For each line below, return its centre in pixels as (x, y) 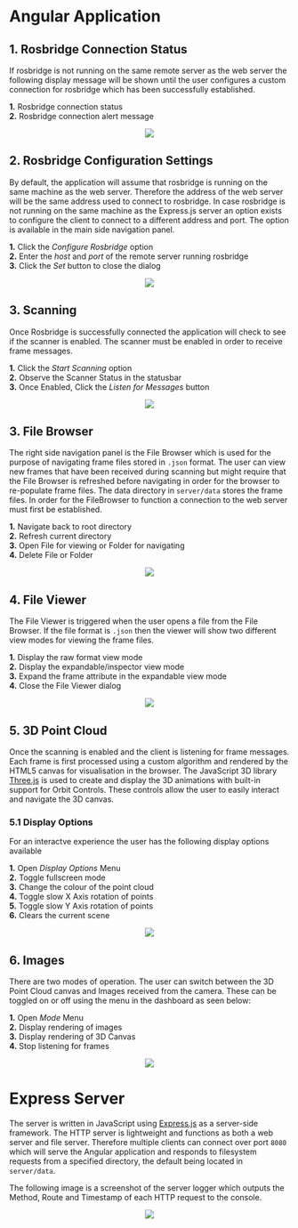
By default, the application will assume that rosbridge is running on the (139, 182)
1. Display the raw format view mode (76, 658)
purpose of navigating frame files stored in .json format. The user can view (148, 462)
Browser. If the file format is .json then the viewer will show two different (143, 631)
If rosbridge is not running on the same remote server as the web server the (148, 70)
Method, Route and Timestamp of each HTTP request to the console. (136, 1198)
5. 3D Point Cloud (58, 730)
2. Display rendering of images (66, 1027)
